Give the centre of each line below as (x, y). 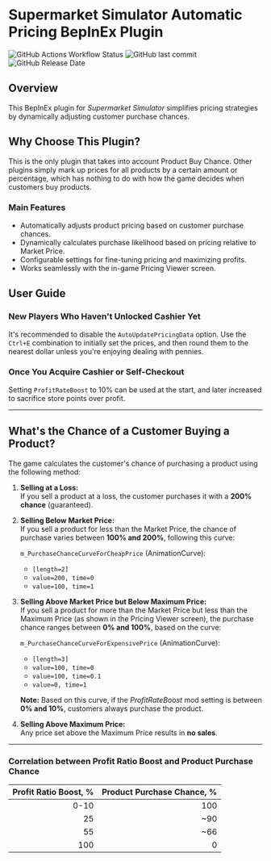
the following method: (44, 472)
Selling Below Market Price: (67, 520)
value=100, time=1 (63, 587)
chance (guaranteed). (56, 504)
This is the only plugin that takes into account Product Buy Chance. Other (130, 161)
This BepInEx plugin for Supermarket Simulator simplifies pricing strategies (133, 107)
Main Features (37, 207)
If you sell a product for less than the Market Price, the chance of (128, 529)
